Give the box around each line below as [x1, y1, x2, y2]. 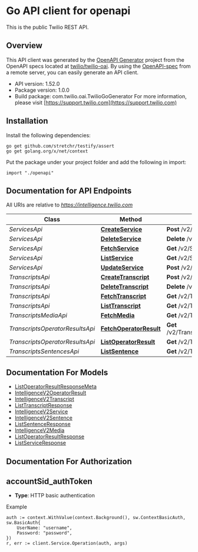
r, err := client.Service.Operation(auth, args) [6, 540, 128, 547]
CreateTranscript [100, 273, 150, 281]
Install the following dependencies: [6, 131, 91, 139]
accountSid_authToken [6, 476, 93, 486]
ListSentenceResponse [14, 421, 71, 428]
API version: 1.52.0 [14, 80, 60, 87]
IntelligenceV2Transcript [14, 395, 75, 403]
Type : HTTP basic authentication [14, 492, 95, 499]
